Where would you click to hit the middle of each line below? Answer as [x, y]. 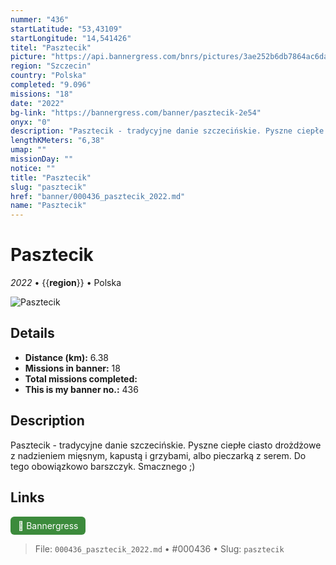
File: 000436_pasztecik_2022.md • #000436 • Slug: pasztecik [159, 548]
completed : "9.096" [51, 85]
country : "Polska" [48, 76]
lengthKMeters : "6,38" [57, 141]
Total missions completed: [81, 378]
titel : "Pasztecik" [51, 47]
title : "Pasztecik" [51, 177]
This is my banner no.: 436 [81, 389]
